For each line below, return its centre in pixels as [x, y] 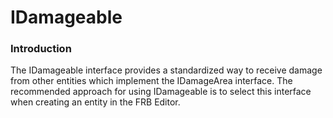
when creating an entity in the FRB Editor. [95, 102]
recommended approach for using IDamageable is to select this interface [161, 92]
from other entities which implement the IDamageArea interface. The [151, 81]
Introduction [41, 49]
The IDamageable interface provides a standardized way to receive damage [166, 70]
